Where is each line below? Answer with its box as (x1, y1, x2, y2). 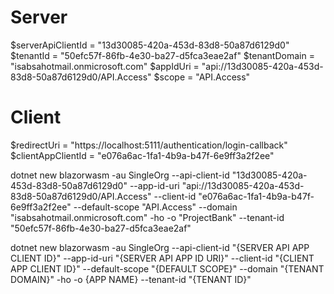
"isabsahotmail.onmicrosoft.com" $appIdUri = (10, 60, 200, 72)
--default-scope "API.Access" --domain (73, 201, 238, 213)
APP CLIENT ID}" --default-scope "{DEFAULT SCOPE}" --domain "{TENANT (10, 262, 325, 275)
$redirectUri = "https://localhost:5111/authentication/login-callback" (10, 139, 288, 151)
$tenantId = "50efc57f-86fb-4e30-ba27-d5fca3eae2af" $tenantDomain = (10, 49, 315, 61)
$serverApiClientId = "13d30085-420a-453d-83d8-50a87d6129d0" (10, 39, 290, 51)
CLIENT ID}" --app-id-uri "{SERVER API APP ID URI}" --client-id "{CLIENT (10, 252, 315, 264)
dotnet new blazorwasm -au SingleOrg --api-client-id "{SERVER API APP (10, 241, 310, 253)
